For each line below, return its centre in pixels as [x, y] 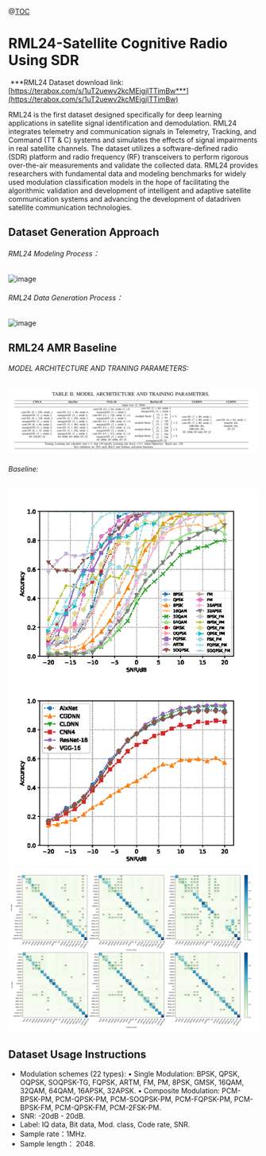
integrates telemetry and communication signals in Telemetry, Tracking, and [132, 131]
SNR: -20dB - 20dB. [52, 1116]
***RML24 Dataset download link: [67, 82]
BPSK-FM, [37, 1108]
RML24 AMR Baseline [63, 348]
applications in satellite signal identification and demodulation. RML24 [122, 123]
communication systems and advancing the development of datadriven [125, 198]
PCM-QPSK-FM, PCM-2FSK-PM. [108, 1108]
